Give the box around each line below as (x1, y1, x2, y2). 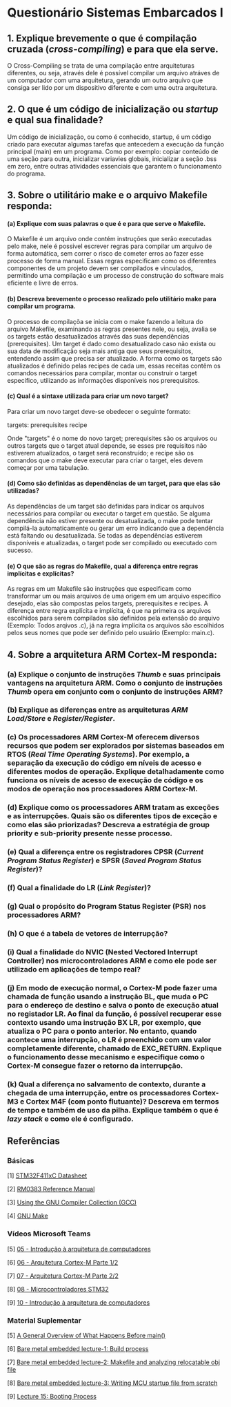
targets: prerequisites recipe (7, 420, 88, 429)
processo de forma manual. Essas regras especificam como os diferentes (7, 257, 217, 265)
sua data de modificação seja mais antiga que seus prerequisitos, (7, 347, 193, 355)
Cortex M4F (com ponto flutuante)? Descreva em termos (26, 1097, 219, 1106)
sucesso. (7, 546, 33, 554)
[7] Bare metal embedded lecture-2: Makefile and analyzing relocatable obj (7, 1358, 221, 1366)
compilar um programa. (7, 302, 76, 310)
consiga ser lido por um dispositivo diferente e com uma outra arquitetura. (7, 84, 218, 91)
